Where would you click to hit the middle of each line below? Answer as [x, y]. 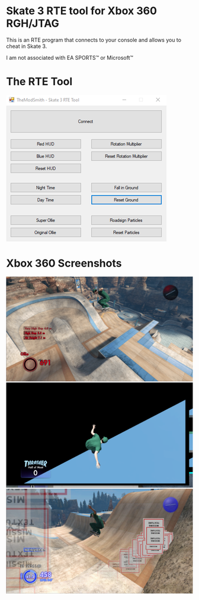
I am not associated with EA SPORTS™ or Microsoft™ [70, 57]
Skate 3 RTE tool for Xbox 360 [81, 11]
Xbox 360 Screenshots [64, 263]
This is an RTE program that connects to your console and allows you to [94, 40]
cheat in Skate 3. [27, 46]
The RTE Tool [39, 82]
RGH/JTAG [33, 23]
